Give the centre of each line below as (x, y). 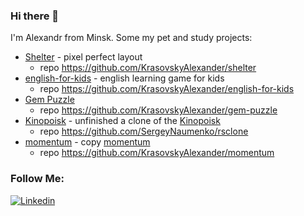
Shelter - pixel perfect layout (83, 57)
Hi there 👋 (35, 16)
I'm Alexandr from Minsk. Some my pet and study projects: (131, 38)
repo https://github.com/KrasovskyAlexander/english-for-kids (167, 89)
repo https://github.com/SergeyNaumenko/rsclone (144, 131)
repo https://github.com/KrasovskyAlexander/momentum (157, 153)
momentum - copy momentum (87, 142)
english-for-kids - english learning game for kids (124, 78)
